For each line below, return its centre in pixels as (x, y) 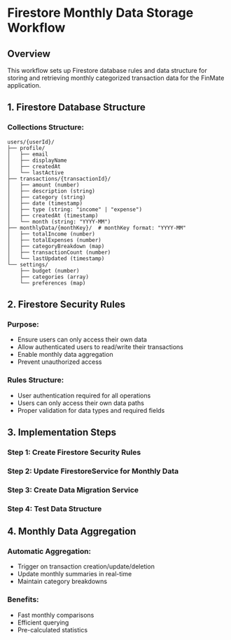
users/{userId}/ (31, 142)
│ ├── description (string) (51, 191)
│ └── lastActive (36, 172)
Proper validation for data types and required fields (91, 410)
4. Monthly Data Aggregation (72, 532)
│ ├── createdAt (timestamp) (53, 215)
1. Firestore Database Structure (76, 108)
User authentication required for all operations (84, 395)
